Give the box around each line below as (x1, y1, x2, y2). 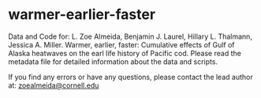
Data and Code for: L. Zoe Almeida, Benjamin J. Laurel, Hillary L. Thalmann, (8, 32, 252, 41)
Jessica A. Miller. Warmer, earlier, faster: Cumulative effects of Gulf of (8, 40, 235, 49)
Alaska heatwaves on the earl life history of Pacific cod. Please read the (8, 48, 242, 58)
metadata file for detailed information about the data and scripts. (8, 57, 218, 66)
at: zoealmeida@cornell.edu (8, 81, 99, 90)
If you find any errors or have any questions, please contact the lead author (8, 72, 254, 81)
